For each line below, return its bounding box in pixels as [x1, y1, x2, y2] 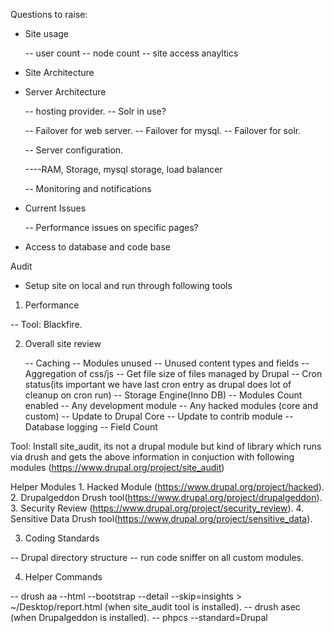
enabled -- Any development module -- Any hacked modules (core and [24, 400, 318, 411]
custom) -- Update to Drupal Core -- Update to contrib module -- [24, 410, 294, 422]
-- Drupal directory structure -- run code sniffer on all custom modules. [10, 552, 305, 563]
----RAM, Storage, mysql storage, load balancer [24, 164, 223, 175]
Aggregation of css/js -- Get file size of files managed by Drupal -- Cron [24, 368, 323, 379]
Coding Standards [24, 532, 100, 544]
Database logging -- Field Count [24, 421, 158, 433]
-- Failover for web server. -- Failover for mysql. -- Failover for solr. [24, 125, 302, 136]
